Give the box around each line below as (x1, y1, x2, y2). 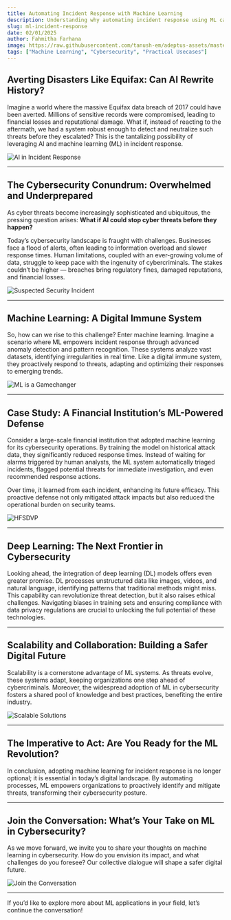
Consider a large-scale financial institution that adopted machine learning (7, 436, 215, 445)
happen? (7, 223, 33, 231)
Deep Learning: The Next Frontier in (7, 540, 164, 552)
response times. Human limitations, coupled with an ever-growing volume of (7, 250, 223, 259)
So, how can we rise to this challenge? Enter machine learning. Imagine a (7, 331, 214, 339)
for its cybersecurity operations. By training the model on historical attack (7, 443, 216, 451)
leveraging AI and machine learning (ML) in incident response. (7, 139, 184, 148)
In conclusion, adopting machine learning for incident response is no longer (7, 767, 221, 775)
